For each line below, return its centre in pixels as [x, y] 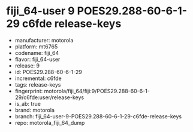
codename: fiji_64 [37, 53]
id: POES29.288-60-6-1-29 [48, 72]
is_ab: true [28, 103]
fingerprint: [29, 91]
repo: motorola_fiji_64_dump [50, 122]
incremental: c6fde [38, 78]
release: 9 [27, 65]
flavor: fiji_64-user [37, 59]
